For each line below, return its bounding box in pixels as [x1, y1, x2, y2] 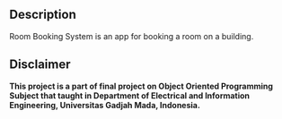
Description [9, 7, 76, 22]
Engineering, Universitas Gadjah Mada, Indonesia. [9, 99, 200, 110]
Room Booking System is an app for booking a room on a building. [9, 30, 254, 41]
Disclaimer [9, 57, 71, 72]
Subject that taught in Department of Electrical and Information [9, 89, 250, 101]
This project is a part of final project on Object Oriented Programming [9, 81, 274, 91]
